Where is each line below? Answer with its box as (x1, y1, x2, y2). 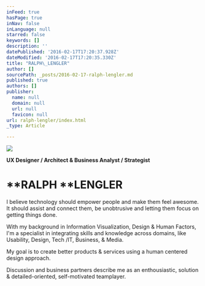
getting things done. (6, 211, 57, 219)
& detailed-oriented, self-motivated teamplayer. (6, 273, 126, 280)
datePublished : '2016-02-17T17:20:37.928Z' (6, 49, 120, 55)
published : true (6, 77, 48, 83)
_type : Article (6, 123, 45, 129)
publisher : (6, 89, 34, 95)
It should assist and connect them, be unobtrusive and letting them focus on (6, 205, 199, 212)
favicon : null (12, 111, 48, 118)
